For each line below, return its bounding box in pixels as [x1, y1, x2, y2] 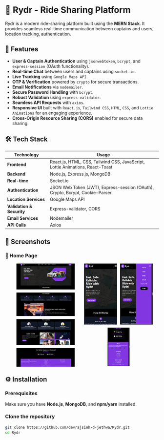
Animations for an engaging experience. [12, 110, 93, 116]
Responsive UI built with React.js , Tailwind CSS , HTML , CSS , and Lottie [12, 105, 154, 110]
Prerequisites [5, 390, 38, 397]
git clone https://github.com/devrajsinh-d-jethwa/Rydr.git [5, 425, 130, 430]
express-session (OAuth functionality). [12, 63, 90, 69]
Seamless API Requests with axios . [12, 100, 84, 105]
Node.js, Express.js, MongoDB [49, 171, 111, 177]
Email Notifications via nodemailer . [12, 84, 83, 90]
